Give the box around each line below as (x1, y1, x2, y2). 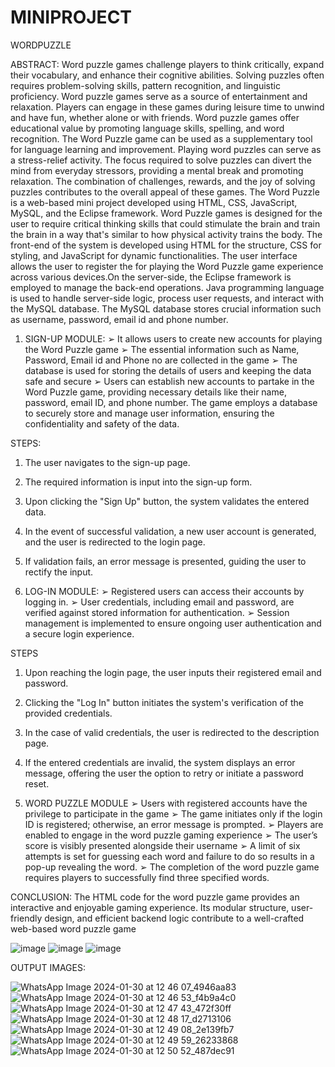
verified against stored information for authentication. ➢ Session (24, 606, 290, 618)
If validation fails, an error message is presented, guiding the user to (24, 555, 307, 567)
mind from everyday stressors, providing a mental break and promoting (10, 164, 304, 176)
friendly (10, 912, 43, 924)
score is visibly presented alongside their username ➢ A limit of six (24, 839, 301, 851)
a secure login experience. (24, 627, 135, 640)
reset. (24, 777, 50, 790)
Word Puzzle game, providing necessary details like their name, (24, 386, 287, 398)
